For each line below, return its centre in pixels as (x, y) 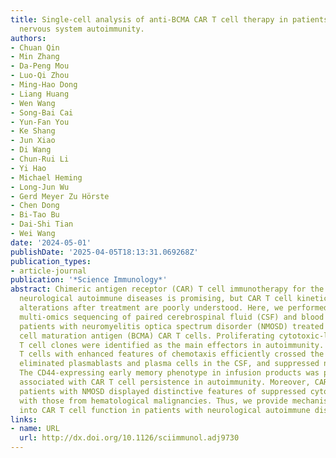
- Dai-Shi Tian (42, 224)
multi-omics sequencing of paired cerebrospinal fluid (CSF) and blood (172, 317)
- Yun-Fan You (40, 122)
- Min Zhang (35, 57)
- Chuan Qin (35, 47)
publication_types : (51, 261)
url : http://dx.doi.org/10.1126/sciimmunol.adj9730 (129, 438)
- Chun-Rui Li (40, 159)
